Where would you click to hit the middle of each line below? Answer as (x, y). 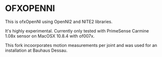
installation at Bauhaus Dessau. (36, 50)
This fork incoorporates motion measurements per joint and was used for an (81, 45)
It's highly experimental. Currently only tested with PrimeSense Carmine (77, 31)
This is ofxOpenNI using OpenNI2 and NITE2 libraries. (59, 22)
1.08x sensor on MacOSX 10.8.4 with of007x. (50, 36)
